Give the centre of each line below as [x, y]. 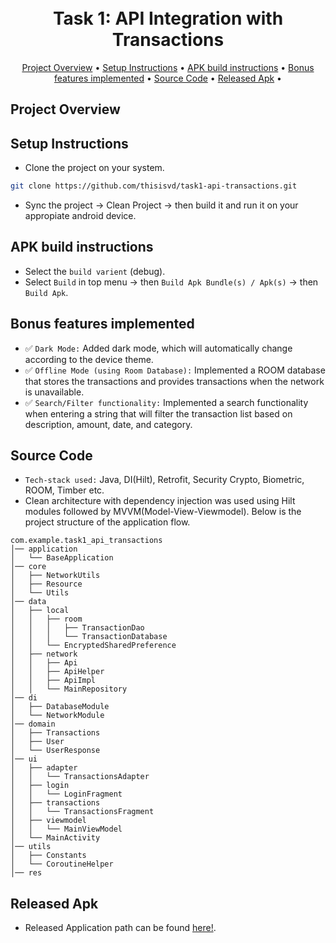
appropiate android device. [80, 216]
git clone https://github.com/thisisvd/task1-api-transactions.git [154, 186]
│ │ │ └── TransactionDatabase [89, 637]
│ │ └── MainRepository [69, 689]
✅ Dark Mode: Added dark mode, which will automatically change [158, 348]
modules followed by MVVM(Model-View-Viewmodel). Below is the [163, 512]
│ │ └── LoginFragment [66, 794]
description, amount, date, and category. [108, 424]
